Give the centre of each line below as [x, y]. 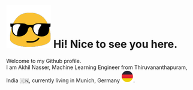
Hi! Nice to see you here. [115, 44]
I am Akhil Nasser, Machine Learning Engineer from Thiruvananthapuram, [97, 67]
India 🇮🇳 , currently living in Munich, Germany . [71, 80]
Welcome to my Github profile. [44, 61]
